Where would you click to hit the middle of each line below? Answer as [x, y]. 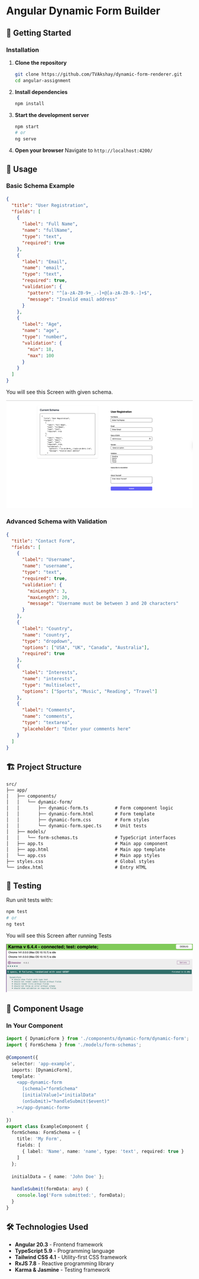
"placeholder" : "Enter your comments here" [76, 729]
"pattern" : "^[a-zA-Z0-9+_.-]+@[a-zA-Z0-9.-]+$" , [90, 293]
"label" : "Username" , [49, 560]
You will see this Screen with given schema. [60, 392]
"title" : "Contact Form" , [44, 541]
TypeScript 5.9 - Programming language [65, 1250]
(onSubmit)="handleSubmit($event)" [66, 1101]
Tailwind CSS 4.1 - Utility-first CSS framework [71, 1257]
